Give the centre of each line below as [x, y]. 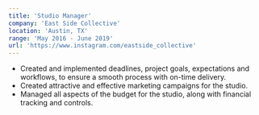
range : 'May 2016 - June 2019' [61, 38]
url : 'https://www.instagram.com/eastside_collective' [102, 46]
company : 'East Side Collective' [65, 23]
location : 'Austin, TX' [48, 31]
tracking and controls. [56, 103]
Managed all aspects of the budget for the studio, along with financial [136, 94]
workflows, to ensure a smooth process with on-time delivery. [123, 77]
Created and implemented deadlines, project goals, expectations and [135, 68]
